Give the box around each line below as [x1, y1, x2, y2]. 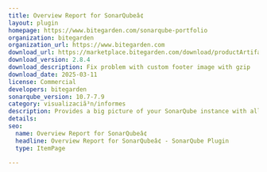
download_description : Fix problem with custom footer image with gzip [8, 63, 250, 71]
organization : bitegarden [8, 33, 94, 42]
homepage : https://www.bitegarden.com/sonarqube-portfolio [8, 26, 208, 34]
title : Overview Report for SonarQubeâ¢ [8, 11, 145, 20]
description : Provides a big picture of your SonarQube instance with [8, 108, 247, 116]
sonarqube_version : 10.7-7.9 [8, 93, 105, 101]
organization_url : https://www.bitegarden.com [8, 41, 165, 49]
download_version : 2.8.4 [8, 56, 91, 64]
